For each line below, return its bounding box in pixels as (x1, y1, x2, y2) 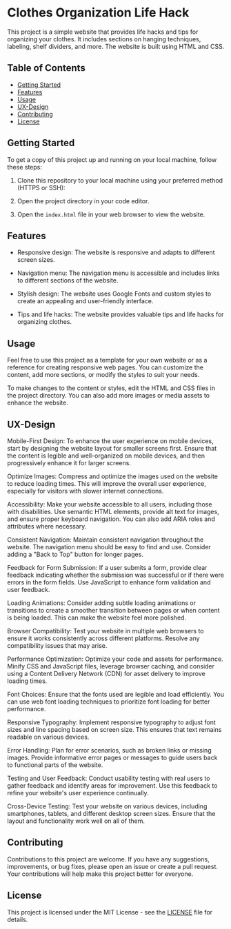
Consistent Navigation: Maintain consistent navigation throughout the (7, 535, 204, 544)
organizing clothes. (17, 318, 72, 326)
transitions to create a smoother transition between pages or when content (7, 606, 220, 614)
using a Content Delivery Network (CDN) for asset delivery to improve (7, 670, 205, 677)
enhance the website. (7, 398, 69, 407)
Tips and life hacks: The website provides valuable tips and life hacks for (17, 310, 224, 318)
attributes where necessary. (7, 522, 87, 530)
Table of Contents (7, 62, 86, 74)
